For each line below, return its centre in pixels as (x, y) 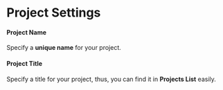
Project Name (26, 32)
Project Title (25, 63)
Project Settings (54, 13)
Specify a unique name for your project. (64, 48)
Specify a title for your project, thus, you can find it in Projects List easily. (111, 79)
